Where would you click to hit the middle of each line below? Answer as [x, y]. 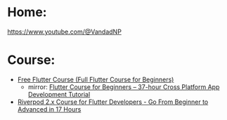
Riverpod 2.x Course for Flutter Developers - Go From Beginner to [113, 102]
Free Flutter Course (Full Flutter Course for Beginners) [96, 79]
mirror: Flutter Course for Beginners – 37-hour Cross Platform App [124, 87]
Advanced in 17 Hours [49, 109]
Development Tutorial [59, 94]
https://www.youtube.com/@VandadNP [64, 32]
